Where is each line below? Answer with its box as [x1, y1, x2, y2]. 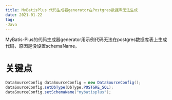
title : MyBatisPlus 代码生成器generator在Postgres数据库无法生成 [5, 7, 138, 13]
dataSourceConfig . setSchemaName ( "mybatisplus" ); [5, 89, 111, 95]
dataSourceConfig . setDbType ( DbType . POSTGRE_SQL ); [5, 85, 114, 90]
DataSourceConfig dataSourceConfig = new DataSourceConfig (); [5, 80, 141, 85]
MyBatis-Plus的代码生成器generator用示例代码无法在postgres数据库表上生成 [5, 36, 167, 43]
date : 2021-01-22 [5, 12, 43, 17]
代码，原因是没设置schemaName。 [5, 43, 80, 49]
